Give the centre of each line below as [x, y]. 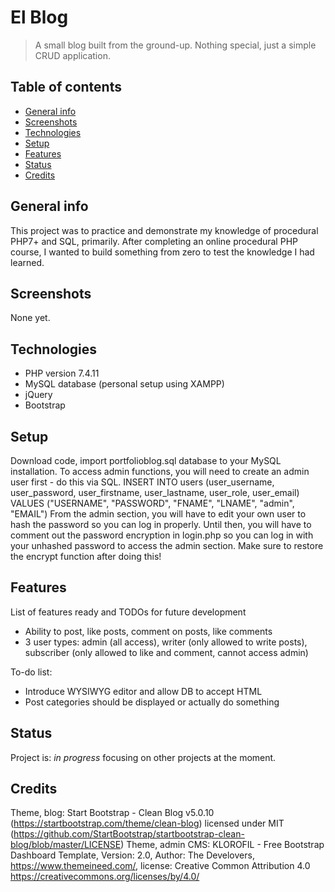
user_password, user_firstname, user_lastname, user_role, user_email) [155, 492]
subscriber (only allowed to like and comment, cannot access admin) [166, 652]
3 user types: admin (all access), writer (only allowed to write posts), [166, 642]
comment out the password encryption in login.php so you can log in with [162, 535]
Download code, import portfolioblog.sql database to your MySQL [146, 460]
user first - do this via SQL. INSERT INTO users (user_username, [142, 482]
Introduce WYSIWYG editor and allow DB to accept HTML [143, 691]
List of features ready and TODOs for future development [128, 612]
